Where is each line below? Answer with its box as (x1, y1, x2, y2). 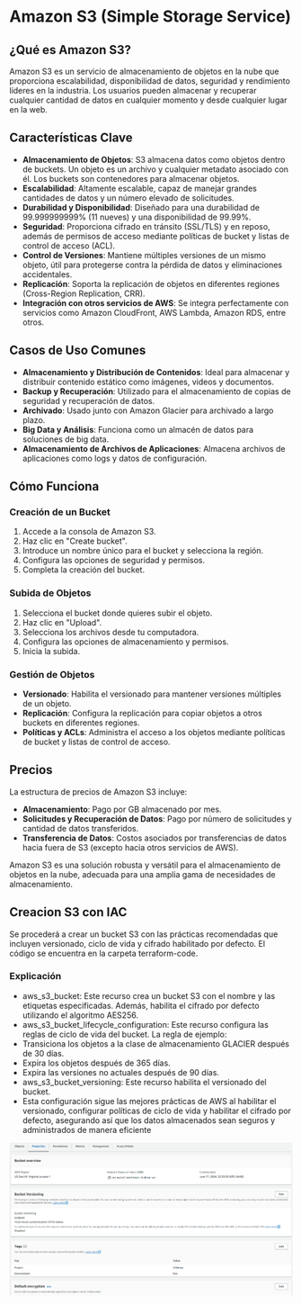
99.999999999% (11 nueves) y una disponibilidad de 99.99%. (22, 211, 252, 222)
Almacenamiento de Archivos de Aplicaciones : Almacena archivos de (22, 443, 286, 454)
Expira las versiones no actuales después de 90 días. (22, 1066, 220, 1077)
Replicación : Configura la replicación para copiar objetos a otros (22, 707, 262, 718)
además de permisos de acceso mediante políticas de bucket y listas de (22, 230, 290, 241)
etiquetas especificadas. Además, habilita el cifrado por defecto (22, 1000, 260, 1011)
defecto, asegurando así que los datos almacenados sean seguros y (22, 1114, 276, 1126)
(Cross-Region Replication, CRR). (22, 288, 146, 299)
